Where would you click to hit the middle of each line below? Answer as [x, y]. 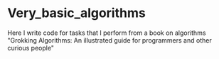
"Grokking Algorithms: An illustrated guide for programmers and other [109, 40]
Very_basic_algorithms [76, 13]
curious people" [31, 48]
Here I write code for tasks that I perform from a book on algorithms [107, 33]
